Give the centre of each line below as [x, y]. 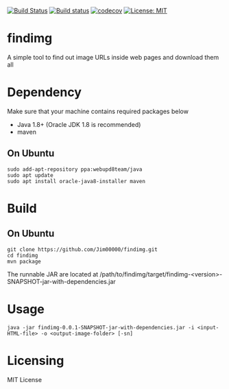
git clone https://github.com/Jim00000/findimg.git [82, 249]
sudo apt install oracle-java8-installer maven [76, 181]
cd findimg [23, 255]
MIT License [25, 379]
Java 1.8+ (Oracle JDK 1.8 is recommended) [79, 124]
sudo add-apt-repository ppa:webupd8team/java [75, 169]
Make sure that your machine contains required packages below [98, 111]
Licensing [36, 361]
